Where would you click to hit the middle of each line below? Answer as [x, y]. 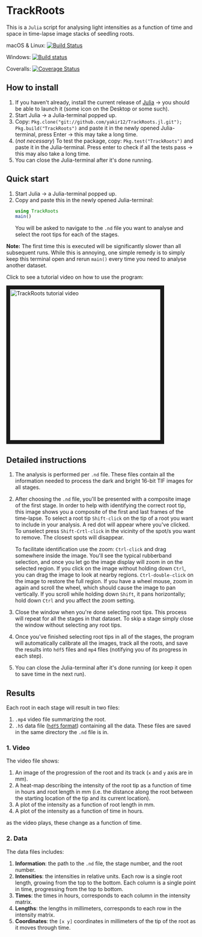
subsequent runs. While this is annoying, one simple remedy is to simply [96, 253]
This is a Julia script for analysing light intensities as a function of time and [99, 27]
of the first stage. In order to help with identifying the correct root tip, [100, 505]
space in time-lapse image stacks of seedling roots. [70, 33]
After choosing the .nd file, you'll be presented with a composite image [103, 499]
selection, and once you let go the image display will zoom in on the [99, 562]
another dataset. [26, 266]
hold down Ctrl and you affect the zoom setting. [75, 601]
